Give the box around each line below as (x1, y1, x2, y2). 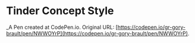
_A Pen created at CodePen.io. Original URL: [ (6, 24, 118, 31)
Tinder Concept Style (6, 4, 114, 18)
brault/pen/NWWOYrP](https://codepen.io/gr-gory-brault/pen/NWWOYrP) (6, 29, 188, 37)
